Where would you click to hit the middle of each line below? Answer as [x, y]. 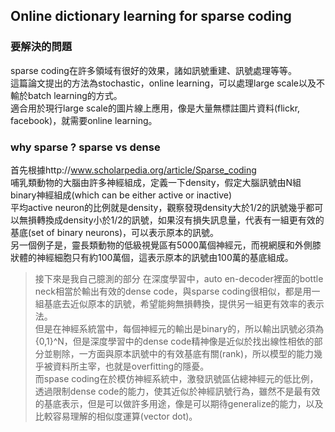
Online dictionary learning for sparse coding [151, 16]
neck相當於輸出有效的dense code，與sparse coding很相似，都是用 [173, 291]
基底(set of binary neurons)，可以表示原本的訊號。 [114, 232]
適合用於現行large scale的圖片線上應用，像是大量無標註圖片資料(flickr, [155, 108]
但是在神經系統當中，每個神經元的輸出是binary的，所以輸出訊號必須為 [179, 328]
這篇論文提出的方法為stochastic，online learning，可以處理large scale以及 [163, 83]
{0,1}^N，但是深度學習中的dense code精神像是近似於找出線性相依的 [174, 341]
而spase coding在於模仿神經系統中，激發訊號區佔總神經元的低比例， [176, 378]
